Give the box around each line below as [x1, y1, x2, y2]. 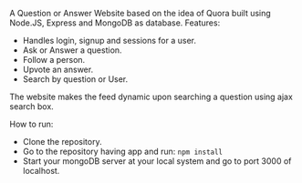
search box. [9, 101, 55, 112]
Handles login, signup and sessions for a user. [22, 36, 197, 46]
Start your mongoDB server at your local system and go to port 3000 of [22, 156, 292, 167]
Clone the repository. [22, 137, 102, 147]
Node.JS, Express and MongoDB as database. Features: [9, 17, 221, 28]
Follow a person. [22, 55, 86, 65]
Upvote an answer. [22, 64, 94, 75]
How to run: [9, 118, 54, 129]
